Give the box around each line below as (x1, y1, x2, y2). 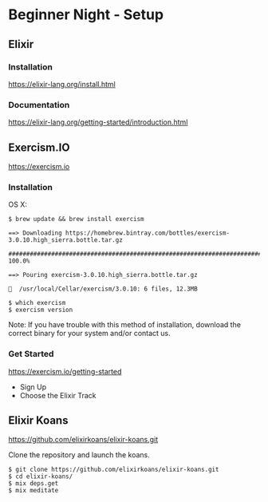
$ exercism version (8, 306, 73, 314)
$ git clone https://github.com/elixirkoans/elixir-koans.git (8, 465, 219, 474)
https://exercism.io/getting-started (8, 366, 122, 376)
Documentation (8, 99, 70, 110)
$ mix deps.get (8, 480, 59, 488)
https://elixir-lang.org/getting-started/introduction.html (8, 117, 188, 127)
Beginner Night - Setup (8, 6, 164, 24)
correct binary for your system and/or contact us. (8, 329, 171, 338)
